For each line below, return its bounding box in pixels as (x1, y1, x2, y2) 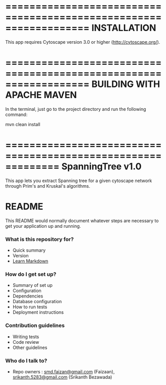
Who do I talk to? (5, 357, 48, 364)
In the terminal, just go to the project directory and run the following (5, 106, 146, 112)
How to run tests (12, 304, 48, 310)
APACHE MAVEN (5, 90, 77, 101)
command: (5, 111, 28, 117)
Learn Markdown (12, 258, 49, 264)
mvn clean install (5, 121, 40, 127)
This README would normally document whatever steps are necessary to (5, 217, 159, 224)
